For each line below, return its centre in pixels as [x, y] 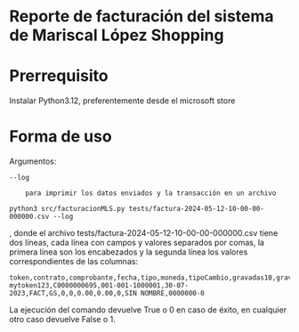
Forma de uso [61, 137]
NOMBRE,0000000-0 [173, 294]
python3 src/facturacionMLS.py [67, 209]
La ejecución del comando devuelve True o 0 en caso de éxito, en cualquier [148, 310]
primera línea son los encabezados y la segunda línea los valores [129, 252]
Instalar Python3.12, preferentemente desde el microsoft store [122, 101]
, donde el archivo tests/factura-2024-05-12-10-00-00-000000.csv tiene [144, 233]
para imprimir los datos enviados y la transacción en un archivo [151, 193]
